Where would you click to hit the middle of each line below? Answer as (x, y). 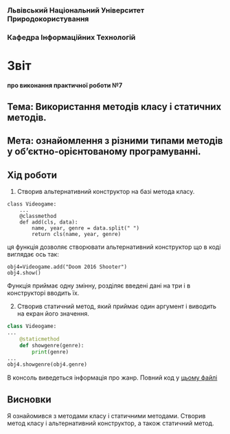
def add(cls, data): (49, 222)
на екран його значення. (53, 314)
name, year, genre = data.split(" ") (85, 228)
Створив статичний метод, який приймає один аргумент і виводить (117, 306)
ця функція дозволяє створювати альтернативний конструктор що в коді (114, 247)
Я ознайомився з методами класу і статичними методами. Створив (106, 416)
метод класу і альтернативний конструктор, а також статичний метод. (111, 423)
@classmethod (38, 216)
